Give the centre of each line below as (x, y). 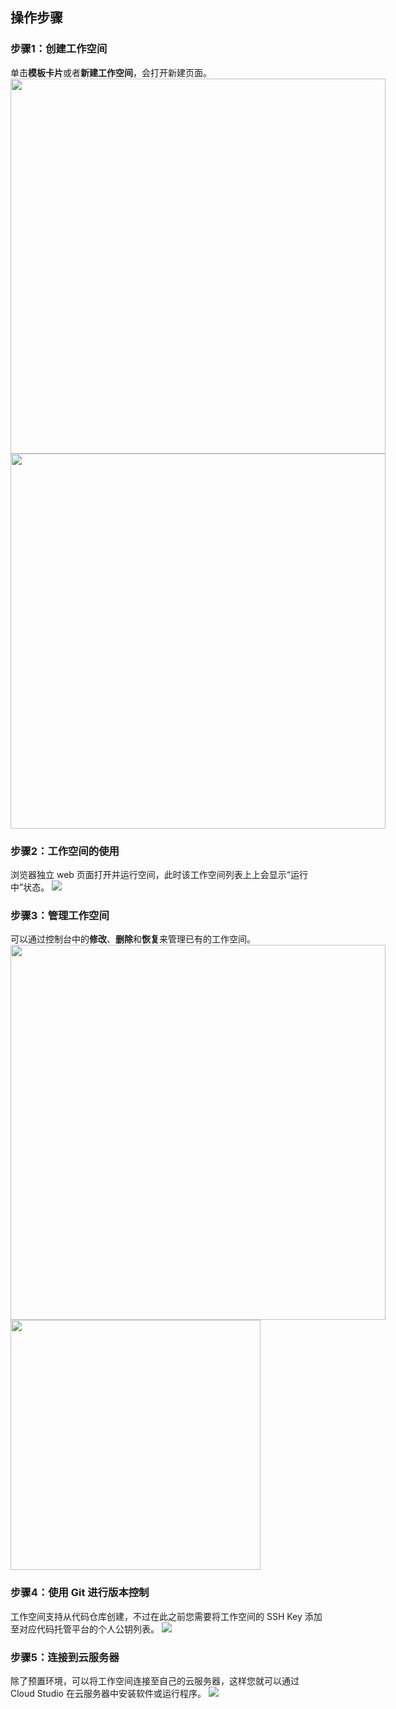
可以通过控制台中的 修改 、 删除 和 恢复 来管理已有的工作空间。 (133, 939)
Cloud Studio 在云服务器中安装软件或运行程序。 (108, 1693)
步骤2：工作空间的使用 (65, 851)
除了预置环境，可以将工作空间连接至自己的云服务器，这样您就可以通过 (155, 1680)
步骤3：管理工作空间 (60, 915)
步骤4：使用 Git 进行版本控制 (80, 1593)
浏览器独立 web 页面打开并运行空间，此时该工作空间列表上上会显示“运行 (159, 874)
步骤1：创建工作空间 (59, 49)
